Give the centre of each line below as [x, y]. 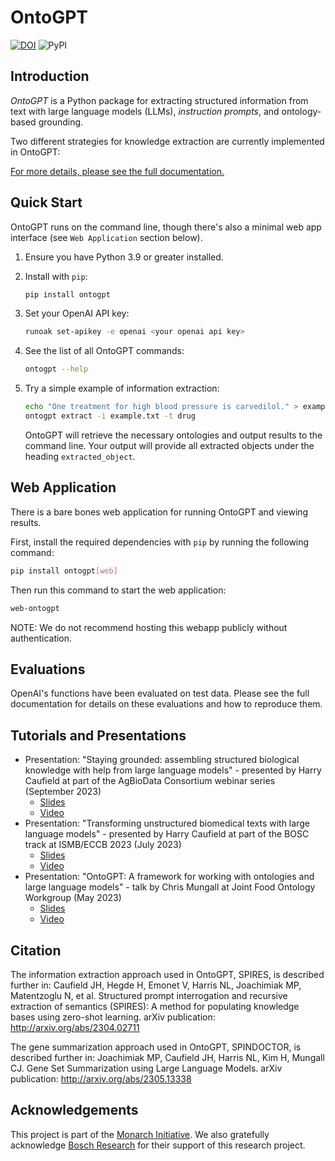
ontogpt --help [56, 369]
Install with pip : [56, 276]
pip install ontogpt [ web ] [64, 571]
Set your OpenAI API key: [77, 313]
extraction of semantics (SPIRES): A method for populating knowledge [155, 1006]
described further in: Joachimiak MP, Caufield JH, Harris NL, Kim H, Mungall [167, 1057]
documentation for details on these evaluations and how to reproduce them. [166, 704]
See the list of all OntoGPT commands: [104, 351]
